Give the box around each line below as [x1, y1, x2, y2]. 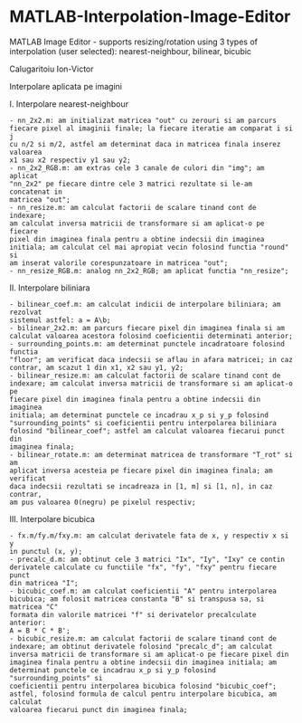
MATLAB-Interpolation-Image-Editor [9, 6, 291, 27]
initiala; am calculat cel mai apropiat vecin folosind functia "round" [9, 243, 289, 252]
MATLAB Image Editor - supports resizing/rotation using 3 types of [9, 36, 258, 47]
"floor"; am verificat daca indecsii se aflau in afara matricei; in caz [9, 355, 294, 364]
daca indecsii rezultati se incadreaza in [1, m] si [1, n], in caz [9, 481, 273, 490]
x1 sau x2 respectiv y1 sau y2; [9, 156, 131, 165]
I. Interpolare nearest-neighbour [9, 98, 129, 109]
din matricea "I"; [9, 578, 79, 587]
